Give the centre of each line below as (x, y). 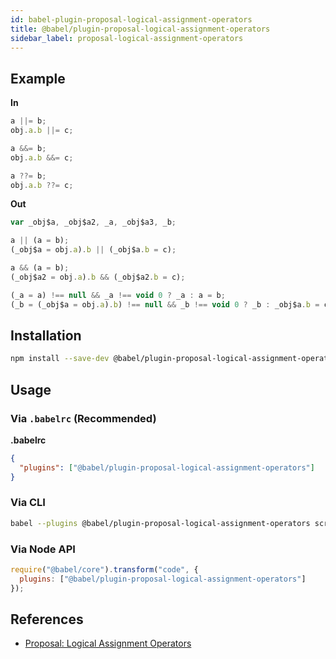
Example (38, 78)
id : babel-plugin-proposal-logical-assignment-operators (131, 19)
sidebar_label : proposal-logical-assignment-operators (127, 38)
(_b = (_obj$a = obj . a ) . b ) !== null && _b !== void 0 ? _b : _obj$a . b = (165, 304)
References (47, 619)
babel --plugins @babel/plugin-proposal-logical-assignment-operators (160, 523)
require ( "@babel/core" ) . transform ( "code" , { (104, 570)
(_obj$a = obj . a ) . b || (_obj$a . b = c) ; (93, 250)
